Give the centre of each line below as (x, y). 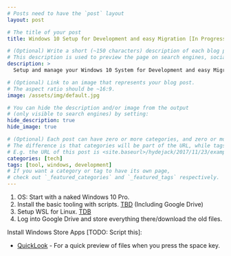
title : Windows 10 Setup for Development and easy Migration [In (102, 38)
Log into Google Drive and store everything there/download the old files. (120, 219)
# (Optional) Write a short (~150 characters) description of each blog (113, 51)
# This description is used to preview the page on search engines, (107, 58)
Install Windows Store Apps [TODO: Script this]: (75, 232)
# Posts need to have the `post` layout (66, 13)
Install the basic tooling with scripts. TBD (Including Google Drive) (110, 204)
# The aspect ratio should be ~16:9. (61, 89)
